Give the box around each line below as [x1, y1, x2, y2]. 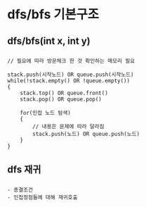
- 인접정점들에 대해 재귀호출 [7, 194, 78, 201]
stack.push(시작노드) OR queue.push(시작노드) [7, 71, 134, 78]
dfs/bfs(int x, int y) [7, 34, 91, 46]
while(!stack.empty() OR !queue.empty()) [7, 77, 131, 84]
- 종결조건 [7, 186, 34, 194]
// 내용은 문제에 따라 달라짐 [32, 123, 105, 130]
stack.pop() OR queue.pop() [20, 96, 102, 103]
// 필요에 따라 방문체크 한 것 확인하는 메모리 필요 [7, 57, 135, 64]
